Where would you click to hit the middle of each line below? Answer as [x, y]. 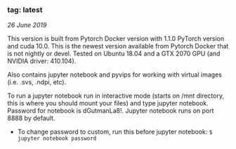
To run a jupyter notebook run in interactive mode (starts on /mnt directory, [116, 96]
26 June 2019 [27, 25]
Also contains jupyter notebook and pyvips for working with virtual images [115, 74]
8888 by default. [31, 118]
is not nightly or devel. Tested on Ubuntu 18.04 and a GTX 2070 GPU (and [114, 53]
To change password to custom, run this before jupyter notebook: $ [115, 132]
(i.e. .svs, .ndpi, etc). [37, 82]
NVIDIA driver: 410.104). [42, 61]
